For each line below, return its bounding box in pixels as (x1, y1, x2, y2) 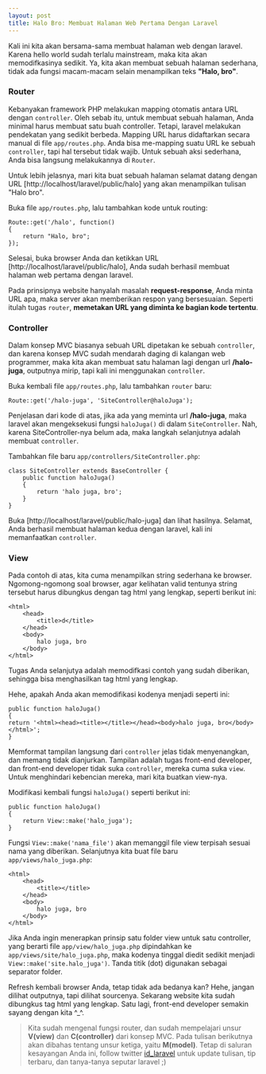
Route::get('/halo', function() (8, 218, 115, 226)
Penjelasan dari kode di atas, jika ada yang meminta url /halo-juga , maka (8, 411, 247, 421)
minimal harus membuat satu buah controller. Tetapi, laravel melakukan (8, 121, 241, 131)
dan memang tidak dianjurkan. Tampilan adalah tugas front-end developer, (8, 755, 253, 765)
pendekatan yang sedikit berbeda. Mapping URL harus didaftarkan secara (8, 129, 250, 139)
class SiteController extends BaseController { (8, 467, 169, 475)
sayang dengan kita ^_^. (8, 1008, 85, 1017)
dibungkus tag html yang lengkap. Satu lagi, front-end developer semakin (8, 999, 249, 1009)
